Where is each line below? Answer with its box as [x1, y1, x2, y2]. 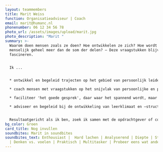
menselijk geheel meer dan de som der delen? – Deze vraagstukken [9, 47, 147, 52]
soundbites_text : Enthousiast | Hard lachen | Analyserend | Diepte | [5, 135, 153, 140]
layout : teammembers [5, 7, 47, 12]
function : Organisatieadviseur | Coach [5, 16, 86, 21]
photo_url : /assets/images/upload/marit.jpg [5, 30, 97, 34]
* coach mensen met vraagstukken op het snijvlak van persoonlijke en [9, 87, 155, 92]
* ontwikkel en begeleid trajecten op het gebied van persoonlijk [9, 78, 147, 83]
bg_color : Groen [5, 122, 38, 126]
